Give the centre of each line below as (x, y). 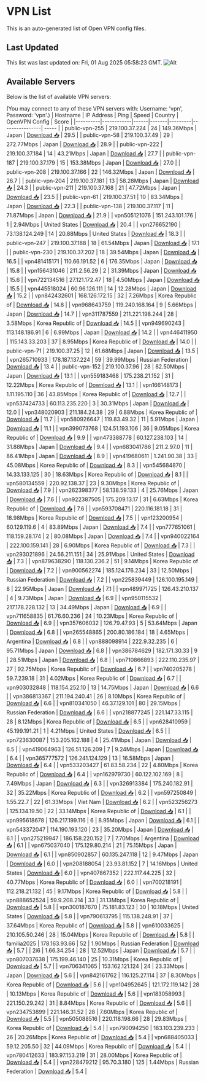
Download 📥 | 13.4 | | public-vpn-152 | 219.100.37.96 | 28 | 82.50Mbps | (97, 366)
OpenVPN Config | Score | (39, 122)
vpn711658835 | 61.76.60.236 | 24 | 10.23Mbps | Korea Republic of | (92, 616)
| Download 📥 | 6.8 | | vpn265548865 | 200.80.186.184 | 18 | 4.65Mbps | (97, 632)
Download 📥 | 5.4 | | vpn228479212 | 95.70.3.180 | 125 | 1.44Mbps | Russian (103, 1062)
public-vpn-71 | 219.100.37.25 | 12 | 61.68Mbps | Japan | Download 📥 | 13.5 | (102, 351)
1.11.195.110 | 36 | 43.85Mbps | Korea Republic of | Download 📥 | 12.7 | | (96, 394)
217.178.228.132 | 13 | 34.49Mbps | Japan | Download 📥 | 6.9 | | (86, 607)
